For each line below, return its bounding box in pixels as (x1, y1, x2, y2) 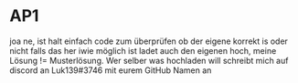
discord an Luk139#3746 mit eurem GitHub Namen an (9, 65, 212, 76)
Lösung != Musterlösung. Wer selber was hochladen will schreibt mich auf (9, 55, 289, 66)
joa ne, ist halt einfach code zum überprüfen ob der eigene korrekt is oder (9, 36, 288, 47)
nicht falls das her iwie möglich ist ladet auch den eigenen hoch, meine (9, 45, 277, 56)
